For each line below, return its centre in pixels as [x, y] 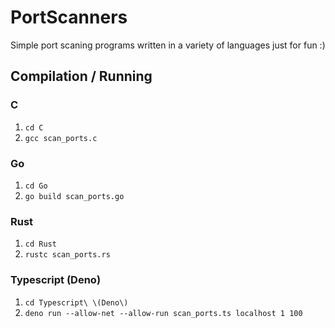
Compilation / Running [81, 76]
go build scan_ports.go [74, 196]
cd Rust [40, 244]
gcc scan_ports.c [61, 138]
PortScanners [69, 17]
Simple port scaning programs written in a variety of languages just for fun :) [168, 45]
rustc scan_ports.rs [67, 255]
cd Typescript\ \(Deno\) [76, 302]
